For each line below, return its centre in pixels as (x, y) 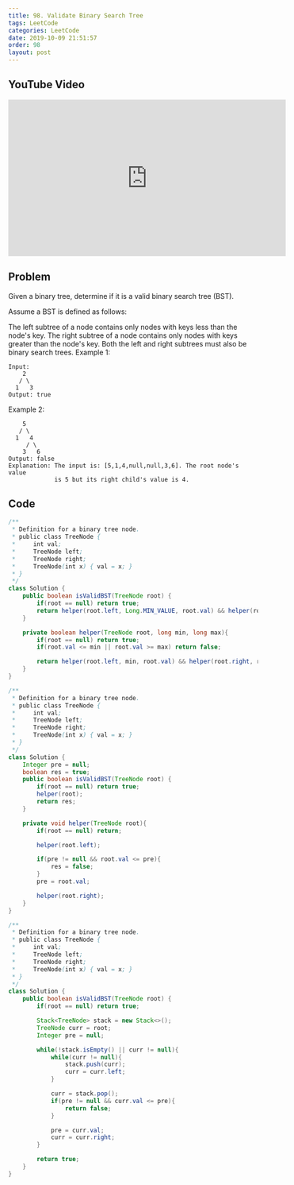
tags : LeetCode (33, 23)
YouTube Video (47, 85)
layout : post (30, 52)
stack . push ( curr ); (95, 1065)
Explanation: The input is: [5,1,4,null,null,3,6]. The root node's (124, 466)
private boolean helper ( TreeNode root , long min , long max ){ (126, 633)
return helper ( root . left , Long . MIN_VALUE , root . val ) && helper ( (145, 610)
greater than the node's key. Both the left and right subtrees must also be (128, 343)
